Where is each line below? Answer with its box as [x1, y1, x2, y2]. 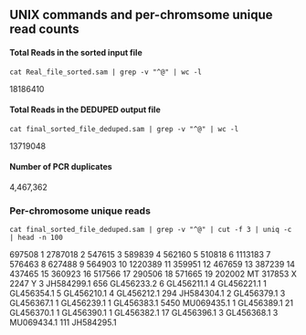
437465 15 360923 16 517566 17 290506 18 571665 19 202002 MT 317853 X [9, 268, 297, 279]
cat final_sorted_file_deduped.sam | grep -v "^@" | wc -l [9, 124, 239, 133]
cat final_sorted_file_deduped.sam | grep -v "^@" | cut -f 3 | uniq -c [9, 225, 292, 235]
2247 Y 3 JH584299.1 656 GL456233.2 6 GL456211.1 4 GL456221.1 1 [9, 278, 267, 289]
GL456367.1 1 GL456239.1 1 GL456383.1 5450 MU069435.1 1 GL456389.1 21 [9, 298, 294, 309]
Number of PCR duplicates [9, 162, 112, 173]
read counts [9, 22, 79, 37]
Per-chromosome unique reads [9, 204, 151, 217]
